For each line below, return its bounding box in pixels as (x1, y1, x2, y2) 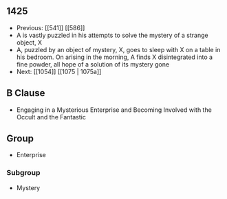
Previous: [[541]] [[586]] (16, 23, 85, 32)
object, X (16, 38, 43, 47)
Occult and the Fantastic (16, 113, 87, 121)
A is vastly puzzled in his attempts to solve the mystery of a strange (16, 31, 208, 39)
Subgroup (6, 168, 41, 178)
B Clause (6, 87, 45, 99)
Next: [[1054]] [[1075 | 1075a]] (16, 67, 102, 75)
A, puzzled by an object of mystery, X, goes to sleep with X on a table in (16, 45, 221, 54)
